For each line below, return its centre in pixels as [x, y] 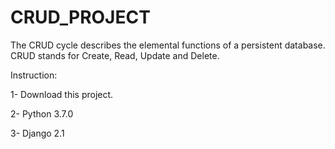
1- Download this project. [62, 94]
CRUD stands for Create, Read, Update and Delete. [115, 55]
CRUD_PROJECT [80, 17]
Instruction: [34, 75]
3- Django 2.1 [37, 133]
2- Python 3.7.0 [42, 113]
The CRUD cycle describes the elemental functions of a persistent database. [168, 45]
